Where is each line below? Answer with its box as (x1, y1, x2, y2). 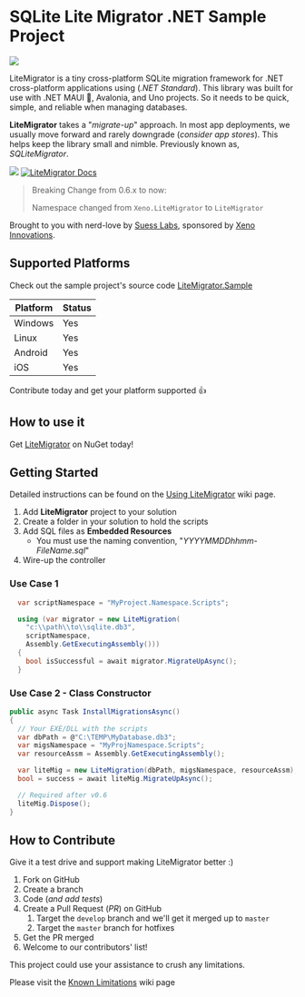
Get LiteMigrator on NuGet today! (9, 439, 134, 449)
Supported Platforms (9, 256, 131, 271)
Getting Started (9, 465, 99, 480)
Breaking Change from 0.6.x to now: (31, 184, 167, 195)
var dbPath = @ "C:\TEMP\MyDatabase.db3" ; (17, 733, 177, 742)
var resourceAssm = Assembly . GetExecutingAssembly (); (17, 749, 225, 759)
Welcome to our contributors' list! (22, 942, 148, 953)
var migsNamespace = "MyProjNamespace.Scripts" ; (17, 741, 205, 750)
